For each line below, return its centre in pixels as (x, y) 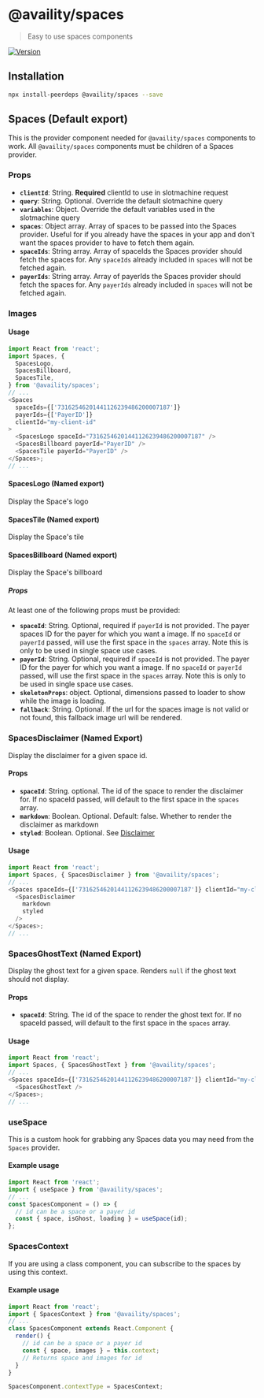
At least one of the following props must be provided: (94, 610)
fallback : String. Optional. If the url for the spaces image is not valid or (134, 709)
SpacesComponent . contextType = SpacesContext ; (86, 1387)
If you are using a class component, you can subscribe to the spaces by (125, 1263)
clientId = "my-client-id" (56, 422)
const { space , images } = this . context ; (91, 1350)
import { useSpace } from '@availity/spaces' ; (86, 1189)
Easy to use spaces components (80, 36)
